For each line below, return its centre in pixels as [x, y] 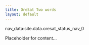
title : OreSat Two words [31, 10]
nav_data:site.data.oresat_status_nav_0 [44, 28]
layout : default [22, 14]
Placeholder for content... [31, 38]
